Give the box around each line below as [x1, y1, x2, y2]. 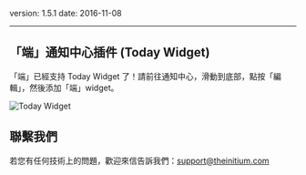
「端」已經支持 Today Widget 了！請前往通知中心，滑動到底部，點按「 [9, 70, 274, 81]
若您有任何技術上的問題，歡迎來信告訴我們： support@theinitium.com [9, 155, 270, 166]
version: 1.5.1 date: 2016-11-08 [9, 8, 122, 18]
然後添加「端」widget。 [28, 82, 119, 93]
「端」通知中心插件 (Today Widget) [9, 45, 210, 60]
